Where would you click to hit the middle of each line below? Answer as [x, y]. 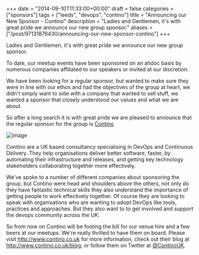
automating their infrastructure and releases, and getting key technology [95, 159]
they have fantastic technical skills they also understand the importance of [97, 190]
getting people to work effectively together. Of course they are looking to [96, 196]
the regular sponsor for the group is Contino [60, 124]
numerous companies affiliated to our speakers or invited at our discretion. [97, 69]
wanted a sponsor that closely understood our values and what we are [92, 100]
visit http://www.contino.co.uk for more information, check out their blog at [98, 239]
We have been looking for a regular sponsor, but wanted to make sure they [97, 81]
